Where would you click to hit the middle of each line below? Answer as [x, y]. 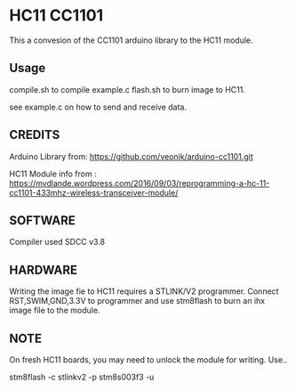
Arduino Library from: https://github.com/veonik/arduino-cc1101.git [131, 156]
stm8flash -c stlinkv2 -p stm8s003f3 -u [82, 377]
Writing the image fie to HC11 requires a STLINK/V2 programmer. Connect [144, 291]
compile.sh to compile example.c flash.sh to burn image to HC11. [128, 89]
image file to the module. [55, 310]
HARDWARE [44, 269]
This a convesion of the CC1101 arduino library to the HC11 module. [131, 40]
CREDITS [35, 135]
